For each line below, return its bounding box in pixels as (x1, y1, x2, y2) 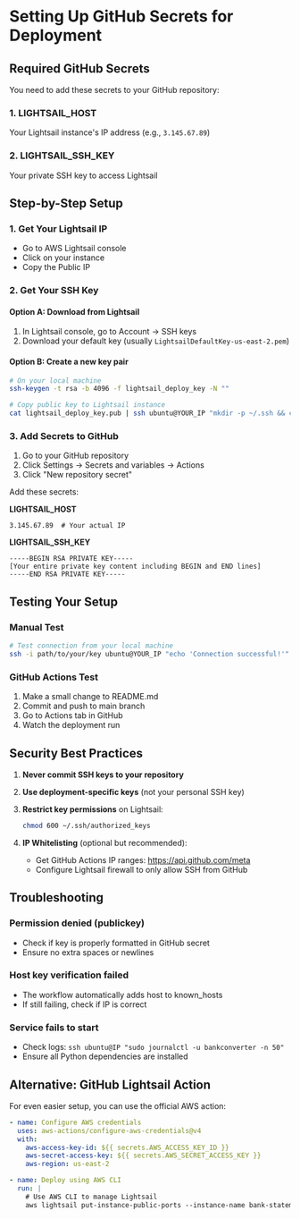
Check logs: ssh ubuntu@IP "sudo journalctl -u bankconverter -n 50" (21, 1042, 285, 1053)
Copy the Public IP (21, 262, 91, 273)
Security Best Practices (9, 745, 144, 761)
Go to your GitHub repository (21, 450, 129, 461)
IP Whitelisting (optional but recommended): (21, 837, 187, 848)
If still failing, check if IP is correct (21, 999, 147, 1010)
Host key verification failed (9, 969, 129, 981)
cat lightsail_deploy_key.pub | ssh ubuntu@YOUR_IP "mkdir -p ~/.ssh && (9, 409, 286, 418)
